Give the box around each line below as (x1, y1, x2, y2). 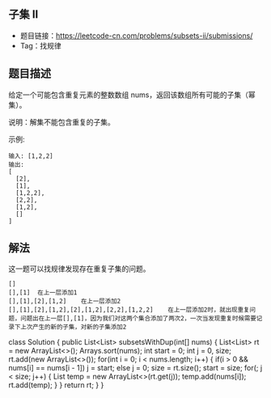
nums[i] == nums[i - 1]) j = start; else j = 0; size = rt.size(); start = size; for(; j (8, 363, 263, 373)
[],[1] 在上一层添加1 (8, 289, 78, 297)
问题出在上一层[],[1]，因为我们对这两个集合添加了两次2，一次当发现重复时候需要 (19, 315, 257, 323)
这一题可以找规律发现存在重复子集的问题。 (8, 264, 150, 273)
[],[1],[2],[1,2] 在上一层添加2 (8, 298, 121, 306)
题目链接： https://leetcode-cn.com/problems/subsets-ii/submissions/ (19, 31, 253, 40)
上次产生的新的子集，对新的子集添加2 (19, 323, 127, 332)
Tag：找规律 (19, 40, 62, 50)
